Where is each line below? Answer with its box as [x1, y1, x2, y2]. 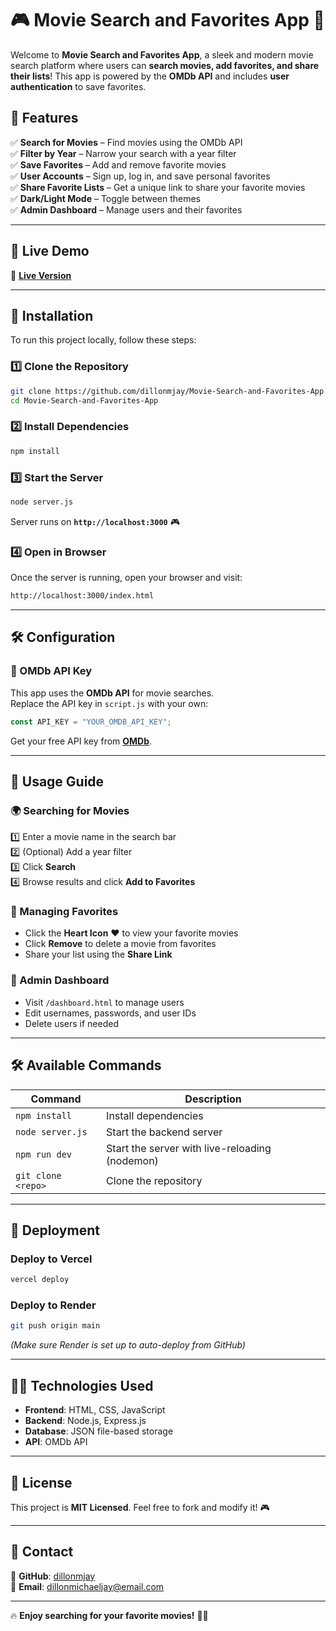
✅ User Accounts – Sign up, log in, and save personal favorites [10, 170, 271, 182]
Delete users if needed [24, 1017, 119, 1029]
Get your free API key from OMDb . [10, 735, 153, 747]
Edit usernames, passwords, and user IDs [24, 1007, 197, 1019]
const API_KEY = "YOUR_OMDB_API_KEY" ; [10, 717, 172, 727]
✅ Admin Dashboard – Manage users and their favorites [10, 203, 243, 216]
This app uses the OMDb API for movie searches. [10, 687, 215, 699]
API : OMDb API [24, 1436, 88, 1448]
